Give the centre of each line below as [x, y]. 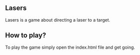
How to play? [26, 36]
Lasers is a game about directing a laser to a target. [58, 20]
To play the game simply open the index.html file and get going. [70, 47]
